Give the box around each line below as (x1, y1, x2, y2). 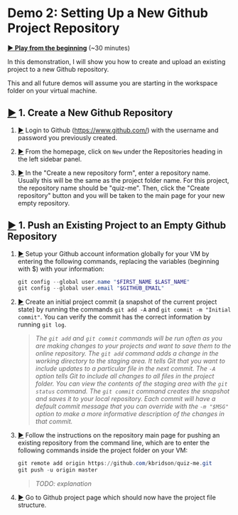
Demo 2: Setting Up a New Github (7, 5, 208, 21)
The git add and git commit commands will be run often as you (35, 334, 222, 343)
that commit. (35, 418, 73, 426)
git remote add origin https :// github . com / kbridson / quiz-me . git (17, 460, 212, 467)
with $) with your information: (17, 265, 104, 273)
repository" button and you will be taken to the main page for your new (17, 191, 225, 200)
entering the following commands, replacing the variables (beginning (17, 257, 220, 265)
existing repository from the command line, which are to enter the (17, 439, 210, 447)
